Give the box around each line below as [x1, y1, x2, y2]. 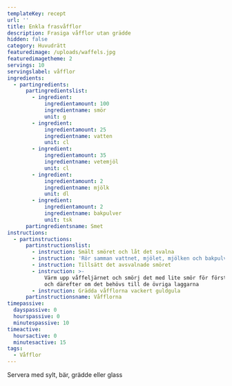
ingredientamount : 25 [43, 126, 107, 133]
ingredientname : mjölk [43, 184, 110, 191]
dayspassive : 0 [13, 306, 57, 314]
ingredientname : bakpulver [43, 210, 122, 217]
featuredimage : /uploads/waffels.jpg [7, 49, 116, 56]
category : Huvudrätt [7, 42, 67, 49]
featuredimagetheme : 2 [7, 55, 72, 62]
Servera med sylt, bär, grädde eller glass [7, 371, 123, 378]
